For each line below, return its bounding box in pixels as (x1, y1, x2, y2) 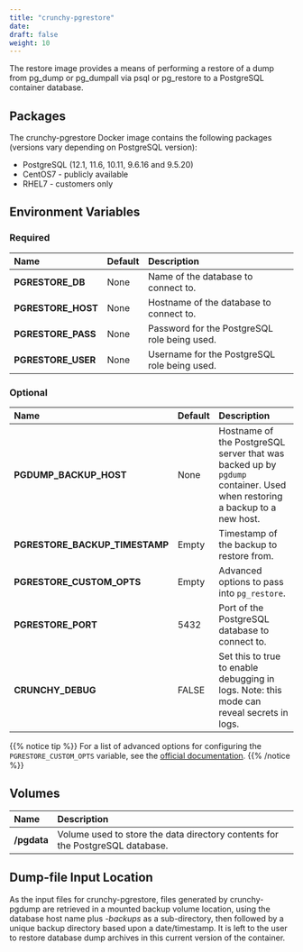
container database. (9, 82, 84, 93)
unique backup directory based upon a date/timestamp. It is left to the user (9, 922, 289, 933)
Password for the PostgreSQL (148, 322, 273, 334)
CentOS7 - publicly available (22, 169, 129, 180)
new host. (218, 513, 261, 526)
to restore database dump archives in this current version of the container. (9, 932, 286, 943)
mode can (218, 695, 262, 708)
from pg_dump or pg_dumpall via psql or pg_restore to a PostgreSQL (9, 73, 264, 84)
